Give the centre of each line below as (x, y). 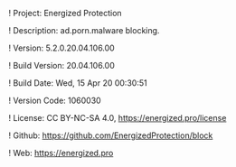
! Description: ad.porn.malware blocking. (84, 30)
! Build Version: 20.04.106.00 (61, 65)
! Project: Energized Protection (66, 13)
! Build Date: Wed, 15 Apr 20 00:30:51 (78, 83)
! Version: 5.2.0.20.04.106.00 (61, 48)
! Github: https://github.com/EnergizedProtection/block (111, 135)
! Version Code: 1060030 (55, 100)
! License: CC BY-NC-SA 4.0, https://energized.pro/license (118, 118)
